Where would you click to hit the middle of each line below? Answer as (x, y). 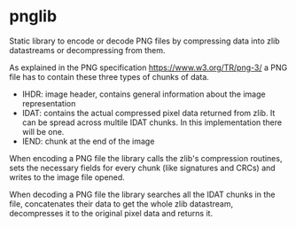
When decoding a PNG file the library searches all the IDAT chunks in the (142, 194)
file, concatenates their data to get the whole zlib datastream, (121, 204)
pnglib (33, 16)
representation (49, 103)
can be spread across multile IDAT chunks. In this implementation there (152, 122)
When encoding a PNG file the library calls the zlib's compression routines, (146, 158)
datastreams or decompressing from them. (87, 50)
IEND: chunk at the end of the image (88, 141)
